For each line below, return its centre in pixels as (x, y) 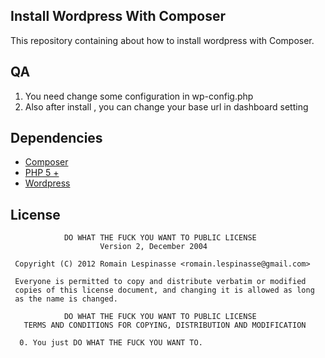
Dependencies (56, 138)
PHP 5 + (42, 173)
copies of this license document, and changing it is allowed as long (164, 290)
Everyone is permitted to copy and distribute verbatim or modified (160, 282)
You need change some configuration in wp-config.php (139, 96)
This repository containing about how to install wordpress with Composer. (162, 40)
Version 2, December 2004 (153, 247)
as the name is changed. (66, 299)
